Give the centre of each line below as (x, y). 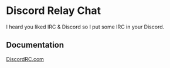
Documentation (35, 45)
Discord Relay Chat (54, 11)
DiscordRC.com (25, 59)
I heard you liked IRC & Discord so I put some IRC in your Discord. (85, 27)
